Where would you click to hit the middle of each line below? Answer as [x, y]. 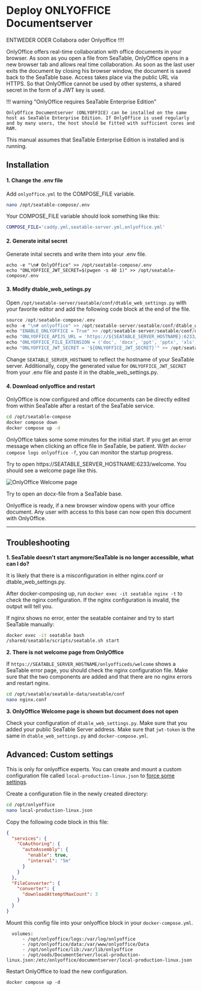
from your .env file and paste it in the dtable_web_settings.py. [82, 372]
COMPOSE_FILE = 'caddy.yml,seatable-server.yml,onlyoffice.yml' [86, 227]
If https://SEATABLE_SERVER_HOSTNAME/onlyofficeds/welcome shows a [91, 664]
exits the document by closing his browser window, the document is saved [99, 70]
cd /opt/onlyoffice [31, 804]
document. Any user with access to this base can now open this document [99, 512]
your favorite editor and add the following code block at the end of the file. [98, 309]
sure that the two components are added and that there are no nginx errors [99, 677]
